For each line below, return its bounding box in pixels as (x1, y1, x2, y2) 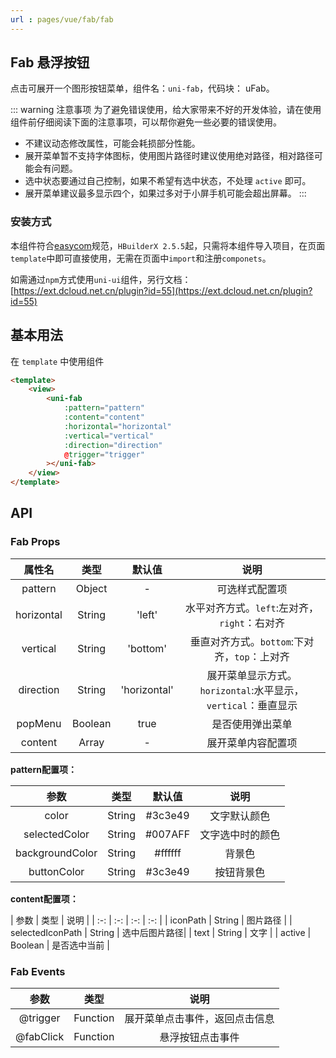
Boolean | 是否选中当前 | (10, 939, 110, 951)
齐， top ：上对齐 (214, 649, 290, 663)
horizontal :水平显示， (199, 683, 305, 697)
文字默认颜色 (209, 809, 271, 823)
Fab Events (10, 964, 66, 978)
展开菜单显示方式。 (206, 668, 298, 682)
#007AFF (144, 827, 191, 841)
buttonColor (28, 864, 85, 878)
